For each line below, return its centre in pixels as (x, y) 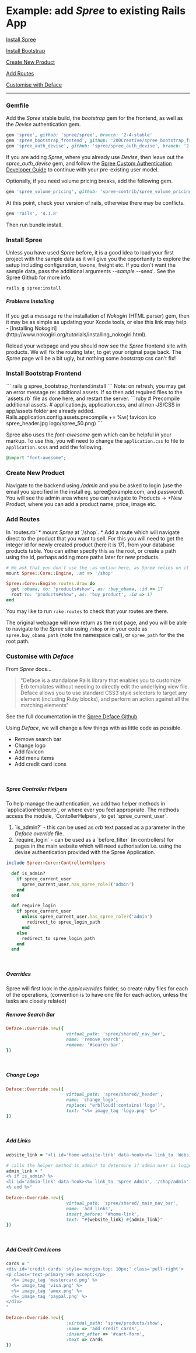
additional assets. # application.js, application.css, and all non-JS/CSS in (93, 405)
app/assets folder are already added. (50, 411)
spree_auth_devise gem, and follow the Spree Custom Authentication (89, 163)
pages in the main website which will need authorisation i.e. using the (98, 846)
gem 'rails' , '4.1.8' (32, 214)
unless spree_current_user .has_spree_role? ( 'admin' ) (87, 917)
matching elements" (44, 705)
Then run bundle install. (34, 225)
